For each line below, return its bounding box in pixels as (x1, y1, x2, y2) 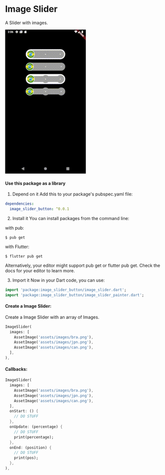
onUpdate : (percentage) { (9, 424, 63, 429)
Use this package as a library (5, 180, 66, 186)
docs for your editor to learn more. (5, 267, 75, 274)
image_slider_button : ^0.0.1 (9, 207, 69, 212)
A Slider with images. (5, 20, 48, 26)
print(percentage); (14, 435, 54, 440)
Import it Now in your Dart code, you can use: (12, 277, 105, 283)
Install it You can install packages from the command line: (12, 215, 130, 221)
